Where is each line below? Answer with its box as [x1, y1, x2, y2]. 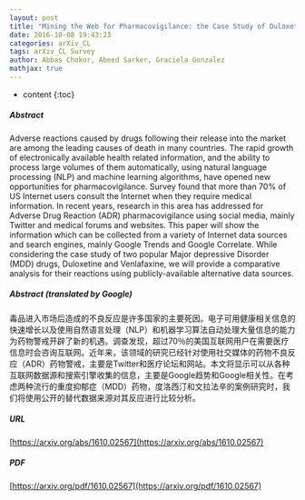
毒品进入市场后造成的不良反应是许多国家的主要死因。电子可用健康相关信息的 [9, 313, 296, 324]
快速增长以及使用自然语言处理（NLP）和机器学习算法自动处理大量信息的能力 [9, 324, 296, 335]
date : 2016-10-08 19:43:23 [9, 30, 112, 39]
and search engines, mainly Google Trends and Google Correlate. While [9, 238, 278, 250]
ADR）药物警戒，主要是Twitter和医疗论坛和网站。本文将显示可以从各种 [25, 358, 290, 369]
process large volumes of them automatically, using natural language [9, 161, 268, 173]
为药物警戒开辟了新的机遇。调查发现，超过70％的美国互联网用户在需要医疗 [9, 335, 290, 346]
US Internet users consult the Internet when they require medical [9, 190, 252, 201]
